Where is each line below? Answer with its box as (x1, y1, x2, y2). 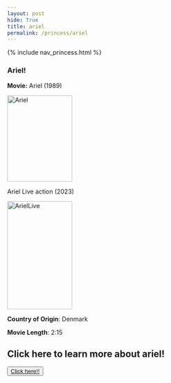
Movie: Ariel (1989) (7, 81, 62, 90)
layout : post (7, 10, 45, 17)
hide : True (7, 17, 39, 24)
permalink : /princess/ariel (7, 29, 89, 37)
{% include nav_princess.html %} (7, 48, 102, 57)
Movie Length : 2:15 (7, 328, 63, 336)
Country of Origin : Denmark (7, 315, 89, 323)
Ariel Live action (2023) (7, 187, 75, 196)
